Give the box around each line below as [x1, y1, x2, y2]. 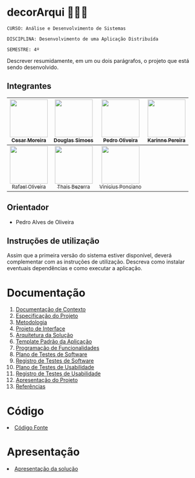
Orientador [7, 202, 49, 213]
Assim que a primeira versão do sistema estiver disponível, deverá [7, 252, 172, 259]
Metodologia [15, 318, 48, 326]
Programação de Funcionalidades [15, 344, 100, 352]
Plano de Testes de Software [15, 350, 88, 358]
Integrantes [7, 81, 52, 91]
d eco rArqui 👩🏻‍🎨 [7, 5, 88, 19]
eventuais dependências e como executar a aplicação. [7, 265, 142, 272]
